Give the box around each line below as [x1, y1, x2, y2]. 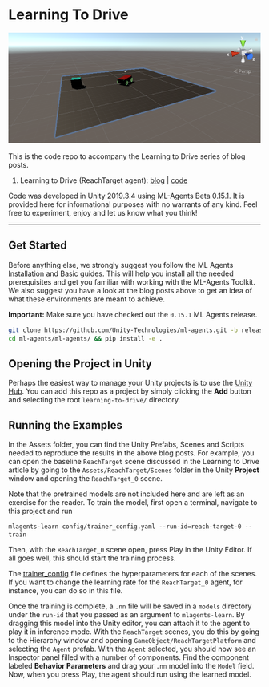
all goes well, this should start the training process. [8, 553, 176, 563]
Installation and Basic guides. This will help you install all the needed [8, 269, 234, 278]
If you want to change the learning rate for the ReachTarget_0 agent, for [8, 577, 243, 587]
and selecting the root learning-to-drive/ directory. [8, 395, 181, 405]
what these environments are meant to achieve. [8, 294, 166, 304]
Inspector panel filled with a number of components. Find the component [8, 653, 250, 662]
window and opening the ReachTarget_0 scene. [8, 474, 163, 483]
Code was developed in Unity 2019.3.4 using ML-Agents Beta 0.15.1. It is [8, 191, 246, 201]
